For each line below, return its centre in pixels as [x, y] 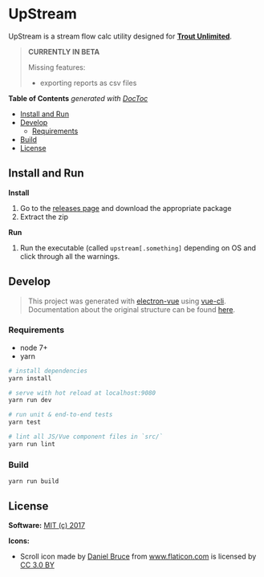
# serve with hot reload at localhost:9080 [82, 393]
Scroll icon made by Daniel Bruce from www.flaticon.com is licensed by [138, 556]
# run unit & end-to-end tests [61, 415]
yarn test [25, 422]
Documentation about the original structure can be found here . [131, 309]
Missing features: [57, 67]
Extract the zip [44, 217]
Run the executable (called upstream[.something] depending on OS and [138, 248]
